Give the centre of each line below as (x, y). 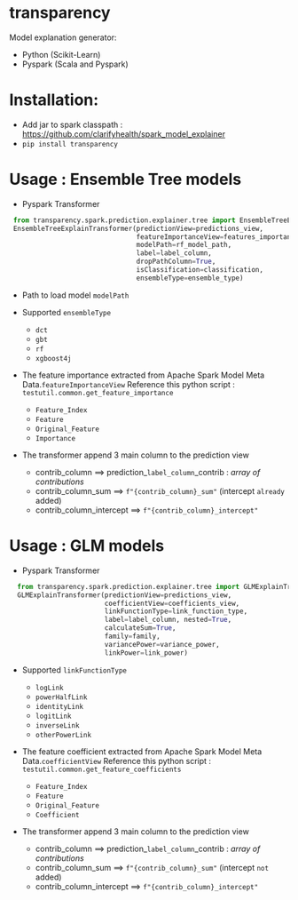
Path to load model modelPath (75, 295)
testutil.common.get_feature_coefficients (102, 769)
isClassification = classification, (200, 270)
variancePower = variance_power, (162, 644)
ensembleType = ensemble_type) (190, 278)
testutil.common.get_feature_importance (98, 393)
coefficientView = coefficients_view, (172, 603)
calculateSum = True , (140, 628)
